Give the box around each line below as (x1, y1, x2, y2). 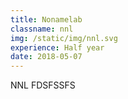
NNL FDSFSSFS (10, 79, 76, 91)
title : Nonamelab (10, 14, 83, 25)
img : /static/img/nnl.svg (10, 33, 118, 43)
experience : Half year (10, 42, 105, 53)
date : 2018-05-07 (10, 52, 83, 62)
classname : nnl (10, 24, 74, 34)
